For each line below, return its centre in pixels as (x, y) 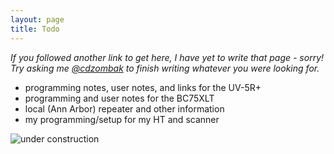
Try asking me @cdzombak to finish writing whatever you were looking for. (165, 68)
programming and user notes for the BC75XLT (119, 98)
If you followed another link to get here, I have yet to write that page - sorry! (167, 57)
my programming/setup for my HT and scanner (122, 119)
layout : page (37, 19)
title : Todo (35, 29)
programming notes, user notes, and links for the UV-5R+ (143, 87)
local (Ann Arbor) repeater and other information (124, 108)
